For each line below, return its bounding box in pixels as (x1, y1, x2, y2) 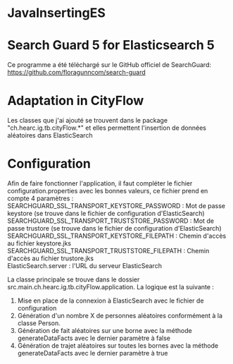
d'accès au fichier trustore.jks (7, 254, 94, 262)
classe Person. (17, 319, 61, 327)
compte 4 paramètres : (7, 194, 74, 202)
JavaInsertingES (7, 5, 106, 21)
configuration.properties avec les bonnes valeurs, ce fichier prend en (7, 187, 208, 195)
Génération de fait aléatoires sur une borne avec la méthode (17, 327, 192, 334)
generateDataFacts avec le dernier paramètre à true (17, 349, 168, 357)
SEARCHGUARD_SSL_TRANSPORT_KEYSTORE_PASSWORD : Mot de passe (7, 202, 225, 210)
